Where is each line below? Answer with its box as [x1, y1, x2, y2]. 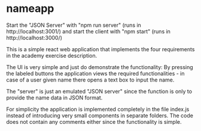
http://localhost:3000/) [6, 34, 63, 41]
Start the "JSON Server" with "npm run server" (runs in [6, 21, 142, 29]
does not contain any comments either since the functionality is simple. [6, 118, 182, 125]
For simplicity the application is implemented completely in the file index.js [6, 105, 190, 113]
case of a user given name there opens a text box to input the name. [6, 76, 175, 83]
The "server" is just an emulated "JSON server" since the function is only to [6, 88, 193, 95]
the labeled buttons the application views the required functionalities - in [6, 70, 185, 77]
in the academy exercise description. [6, 52, 98, 59]
